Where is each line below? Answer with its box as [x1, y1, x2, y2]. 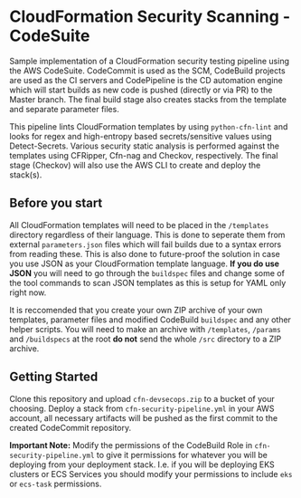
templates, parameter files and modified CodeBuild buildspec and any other [9, 314, 292, 325]
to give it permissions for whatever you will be [96, 449, 268, 460]
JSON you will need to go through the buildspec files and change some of [9, 267, 285, 278]
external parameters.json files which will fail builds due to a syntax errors [9, 238, 282, 250]
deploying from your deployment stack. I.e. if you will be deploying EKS [9, 459, 276, 470]
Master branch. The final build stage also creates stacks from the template [9, 93, 287, 105]
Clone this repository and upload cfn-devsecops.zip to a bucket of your [9, 393, 275, 404]
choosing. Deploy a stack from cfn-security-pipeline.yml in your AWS [9, 403, 275, 414]
